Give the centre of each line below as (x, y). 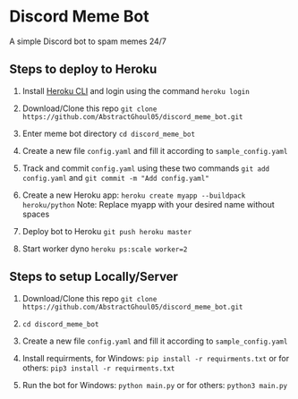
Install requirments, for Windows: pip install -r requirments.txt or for (155, 358)
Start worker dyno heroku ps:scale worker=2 (105, 249)
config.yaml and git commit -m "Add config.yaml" (116, 177)
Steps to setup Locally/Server (94, 277)
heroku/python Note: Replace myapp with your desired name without (148, 204)
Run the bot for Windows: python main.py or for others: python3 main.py (155, 385)
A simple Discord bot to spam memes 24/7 (88, 41)
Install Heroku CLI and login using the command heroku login (136, 90)
